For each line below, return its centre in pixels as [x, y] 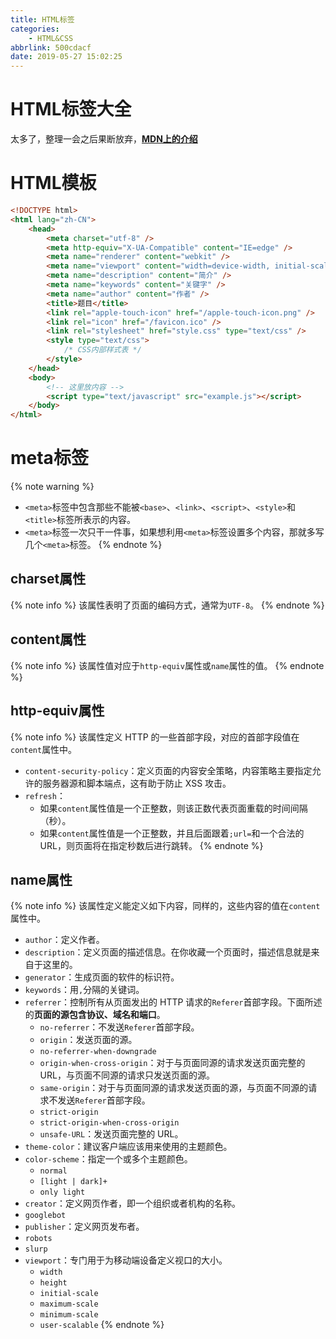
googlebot [45, 1216]
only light [62, 1192]
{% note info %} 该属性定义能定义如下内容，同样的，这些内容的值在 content [165, 906]
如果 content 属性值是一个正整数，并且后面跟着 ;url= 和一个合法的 [172, 833]
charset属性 [48, 579]
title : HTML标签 [42, 19]
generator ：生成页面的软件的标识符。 [102, 977]
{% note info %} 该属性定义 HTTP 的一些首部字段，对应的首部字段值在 [155, 737]
